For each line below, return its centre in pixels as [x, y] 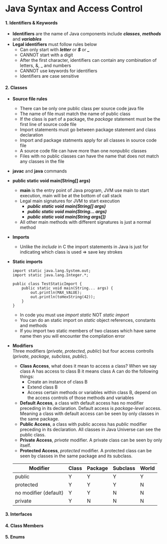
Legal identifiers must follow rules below [55, 44]
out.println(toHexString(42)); [63, 297]
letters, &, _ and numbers [45, 66]
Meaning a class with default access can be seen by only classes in [89, 413]
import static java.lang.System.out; [52, 271]
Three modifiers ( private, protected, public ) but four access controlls [83, 351]
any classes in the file [42, 161]
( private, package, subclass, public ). [50, 356]
